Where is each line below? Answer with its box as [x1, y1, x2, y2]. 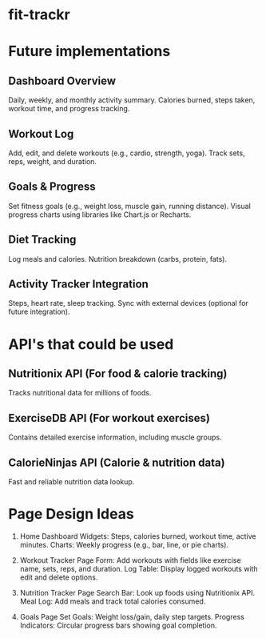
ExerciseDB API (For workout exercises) [8, 411, 210, 425]
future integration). [8, 307, 70, 317]
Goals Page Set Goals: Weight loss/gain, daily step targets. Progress [19, 612, 245, 621]
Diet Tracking [8, 233, 77, 247]
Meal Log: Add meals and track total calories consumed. [19, 596, 206, 606]
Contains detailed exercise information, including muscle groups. [8, 432, 222, 442]
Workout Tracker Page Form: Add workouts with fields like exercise [19, 556, 241, 565]
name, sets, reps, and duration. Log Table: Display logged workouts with [19, 564, 258, 573]
